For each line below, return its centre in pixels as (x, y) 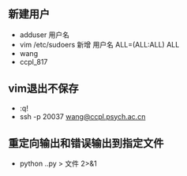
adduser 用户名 (44, 35)
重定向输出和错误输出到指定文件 (86, 143)
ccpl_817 (34, 62)
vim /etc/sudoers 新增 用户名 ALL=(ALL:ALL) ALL (99, 44)
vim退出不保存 (43, 89)
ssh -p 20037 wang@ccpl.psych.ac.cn (82, 116)
